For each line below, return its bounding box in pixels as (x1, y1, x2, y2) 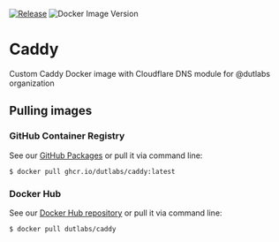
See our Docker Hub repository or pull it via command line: (9, 208, 222, 218)
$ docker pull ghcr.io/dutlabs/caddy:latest (9, 167, 176, 176)
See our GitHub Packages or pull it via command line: (9, 150, 203, 161)
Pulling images (9, 103, 93, 118)
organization (9, 78, 55, 88)
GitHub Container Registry (9, 130, 125, 142)
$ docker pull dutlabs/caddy (9, 224, 117, 233)
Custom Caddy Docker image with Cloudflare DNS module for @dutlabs (9, 68, 271, 79)
